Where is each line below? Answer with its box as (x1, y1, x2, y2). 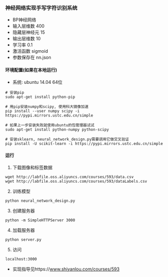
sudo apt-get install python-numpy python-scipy (5, 127, 109, 132)
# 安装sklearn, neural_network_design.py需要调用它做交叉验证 (5, 136, 129, 142)
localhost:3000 (5, 256, 37, 261)
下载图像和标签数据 (12, 164, 53, 170)
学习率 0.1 (12, 42, 33, 48)
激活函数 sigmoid (12, 48, 48, 54)
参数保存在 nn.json (12, 54, 51, 61)
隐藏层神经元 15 (12, 29, 45, 36)
